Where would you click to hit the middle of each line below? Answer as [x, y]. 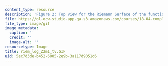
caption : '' [22, 33]
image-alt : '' [24, 42]
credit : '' [21, 38]
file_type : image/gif [28, 24]
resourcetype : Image [27, 47]
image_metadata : [22, 28]
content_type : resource [30, 10]
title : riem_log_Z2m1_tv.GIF [35, 51]
